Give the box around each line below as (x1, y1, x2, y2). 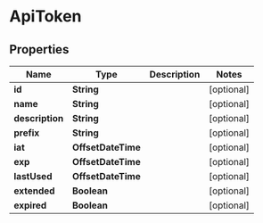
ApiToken (9, 6, 82, 27)
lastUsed (13, 170, 53, 182)
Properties (9, 42, 70, 57)
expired (13, 199, 47, 211)
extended (13, 185, 55, 197)
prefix (13, 127, 40, 139)
